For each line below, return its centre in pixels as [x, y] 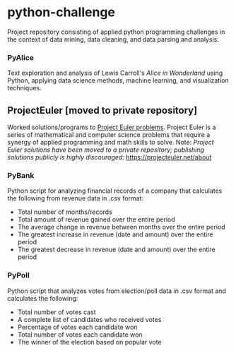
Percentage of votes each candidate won [77, 327]
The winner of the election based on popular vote [89, 342]
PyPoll [18, 275]
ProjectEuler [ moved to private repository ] [102, 110]
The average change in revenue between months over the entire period [121, 227]
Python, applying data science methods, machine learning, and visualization [118, 80]
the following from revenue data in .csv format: [75, 198]
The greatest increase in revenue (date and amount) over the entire [115, 234]
